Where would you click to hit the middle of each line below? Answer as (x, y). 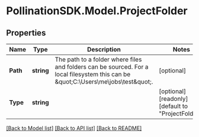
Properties (26, 33)
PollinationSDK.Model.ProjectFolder (97, 11)
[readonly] (174, 99)
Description (104, 50)
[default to (174, 106)
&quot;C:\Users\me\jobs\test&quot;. (104, 82)
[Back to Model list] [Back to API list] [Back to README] (74, 128)
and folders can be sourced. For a (102, 67)
